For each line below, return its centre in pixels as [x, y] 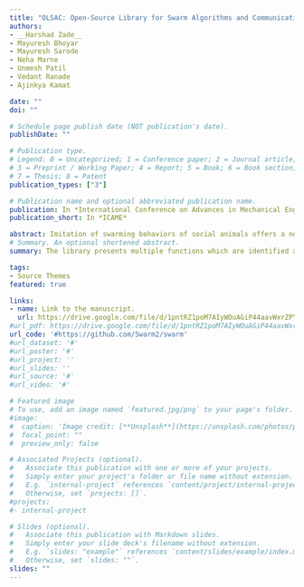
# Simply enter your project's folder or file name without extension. [152, 476]
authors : [26, 26]
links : [22, 301]
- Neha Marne [34, 60]
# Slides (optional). [50, 526]
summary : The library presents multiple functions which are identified [149, 251]
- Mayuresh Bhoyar [44, 43]
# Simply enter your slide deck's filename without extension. [135, 544]
